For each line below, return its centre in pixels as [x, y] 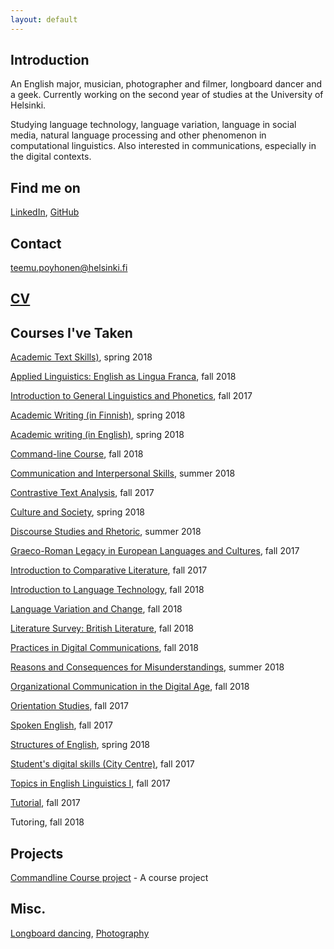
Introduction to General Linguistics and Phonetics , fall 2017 [131, 396]
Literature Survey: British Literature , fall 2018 [102, 628]
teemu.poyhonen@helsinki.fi [69, 268]
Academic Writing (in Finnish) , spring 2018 [98, 415]
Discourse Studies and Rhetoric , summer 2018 [106, 532]
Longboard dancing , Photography [80, 933]
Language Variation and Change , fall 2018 [96, 609]
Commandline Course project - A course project [109, 878]
